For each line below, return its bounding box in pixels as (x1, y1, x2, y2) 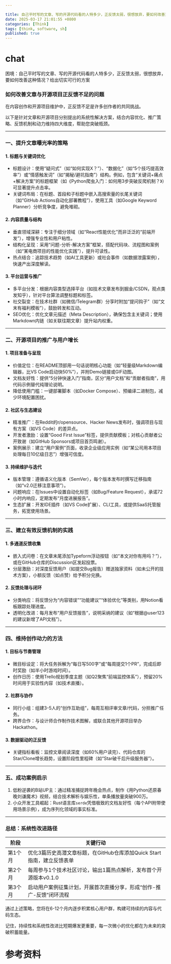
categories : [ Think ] (5, 21, 49, 27)
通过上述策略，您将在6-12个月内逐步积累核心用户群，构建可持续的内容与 (5, 905, 158, 911)
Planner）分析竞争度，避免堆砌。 (12, 204, 82, 210)
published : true (5, 31, 40, 36)
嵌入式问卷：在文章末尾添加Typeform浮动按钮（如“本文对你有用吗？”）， (12, 553, 164, 559)
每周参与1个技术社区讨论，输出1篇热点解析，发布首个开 (27, 866, 162, 874)
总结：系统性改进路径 (5, 825, 58, 832)
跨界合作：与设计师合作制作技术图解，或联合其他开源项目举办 (12, 718, 142, 724)
